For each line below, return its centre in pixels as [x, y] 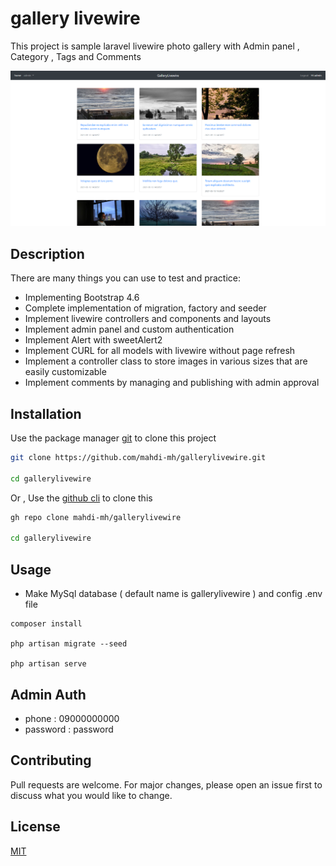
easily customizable [65, 372]
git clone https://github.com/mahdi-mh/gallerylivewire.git [138, 458]
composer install [46, 624]
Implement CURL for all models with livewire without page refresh [160, 351]
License [35, 827]
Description [47, 253]
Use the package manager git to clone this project [113, 438]
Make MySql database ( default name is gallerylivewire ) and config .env [173, 594]
